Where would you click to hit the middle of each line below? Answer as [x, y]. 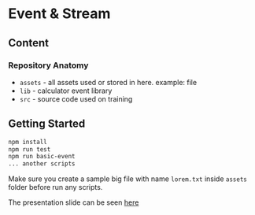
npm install [28, 142]
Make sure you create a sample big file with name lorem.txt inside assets [128, 179]
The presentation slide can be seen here [74, 202]
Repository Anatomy [48, 65]
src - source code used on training [76, 98]
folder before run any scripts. [55, 187]
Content [29, 43]
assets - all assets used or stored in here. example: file [108, 82]
